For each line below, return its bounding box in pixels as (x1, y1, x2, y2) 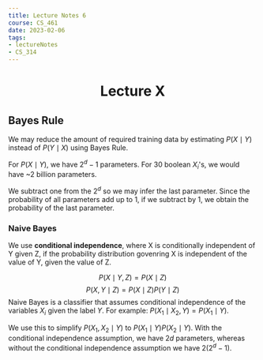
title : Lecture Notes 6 (8, 11, 87, 20)
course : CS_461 (8, 19, 58, 27)
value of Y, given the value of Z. (8, 257, 112, 267)
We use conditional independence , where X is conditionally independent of (8, 241, 256, 250)
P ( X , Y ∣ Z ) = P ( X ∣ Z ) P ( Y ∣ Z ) (85, 285, 180, 294)
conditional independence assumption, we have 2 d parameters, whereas (8, 333, 246, 343)
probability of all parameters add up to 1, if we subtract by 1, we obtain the (8, 195, 250, 204)
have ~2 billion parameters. (8, 170, 97, 179)
